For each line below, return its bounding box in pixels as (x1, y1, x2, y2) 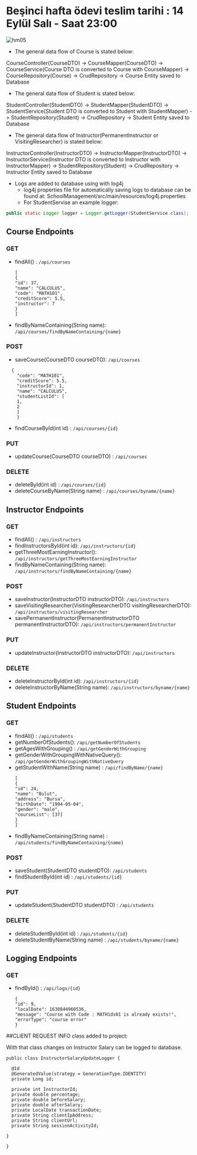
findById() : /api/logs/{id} (14, 985, 81, 992)
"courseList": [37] (14, 812, 63, 817)
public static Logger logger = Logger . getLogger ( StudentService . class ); (6, 210, 189, 216)
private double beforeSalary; (11, 1097, 86, 1103)
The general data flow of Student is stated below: (14, 90, 135, 97)
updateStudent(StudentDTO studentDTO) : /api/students (14, 902, 154, 909)
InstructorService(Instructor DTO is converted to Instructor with (6, 155, 161, 163)
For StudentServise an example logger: (23, 199, 119, 206)
